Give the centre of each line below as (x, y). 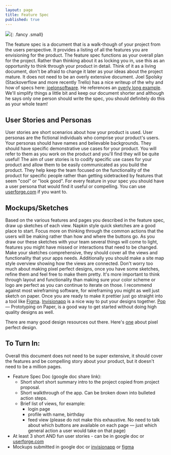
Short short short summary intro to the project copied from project (90, 382)
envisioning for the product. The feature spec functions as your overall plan (84, 55)
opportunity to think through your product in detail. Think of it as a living (81, 66)
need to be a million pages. (34, 366)
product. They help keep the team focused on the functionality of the (78, 170)
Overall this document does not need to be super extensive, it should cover (84, 356)
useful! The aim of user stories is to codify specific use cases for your (78, 159)
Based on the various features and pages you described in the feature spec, (85, 220)
